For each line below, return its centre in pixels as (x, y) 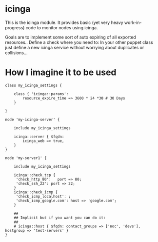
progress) (15, 27)
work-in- (133, 22)
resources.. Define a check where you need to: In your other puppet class (79, 42)
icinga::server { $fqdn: (39, 137)
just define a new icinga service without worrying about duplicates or (75, 47)
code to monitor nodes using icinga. (62, 27)
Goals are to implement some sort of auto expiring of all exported (70, 37)
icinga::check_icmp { (36, 192)
